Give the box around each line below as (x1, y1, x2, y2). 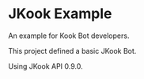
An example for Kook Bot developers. (8, 31, 130, 40)
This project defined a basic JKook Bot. (8, 46, 137, 55)
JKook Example (8, 5, 112, 23)
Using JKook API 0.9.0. (8, 61, 83, 71)
